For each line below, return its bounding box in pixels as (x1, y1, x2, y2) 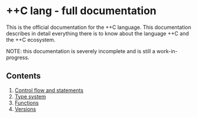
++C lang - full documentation (6, 4, 157, 18)
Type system (14, 93, 46, 100)
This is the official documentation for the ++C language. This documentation (6, 24, 192, 31)
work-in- (156, 47, 178, 54)
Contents (6, 71, 41, 81)
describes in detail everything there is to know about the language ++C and (6, 29, 189, 37)
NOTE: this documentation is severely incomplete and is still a (6, 47, 156, 54)
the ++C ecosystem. (6, 36, 56, 43)
